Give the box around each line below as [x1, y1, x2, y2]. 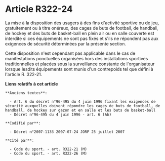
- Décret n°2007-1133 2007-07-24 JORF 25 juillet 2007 [9, 129, 125, 134]
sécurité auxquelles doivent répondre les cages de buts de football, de [5, 103, 161, 108]
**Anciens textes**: [5, 90, 48, 95]
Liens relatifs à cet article [5, 80, 58, 87]
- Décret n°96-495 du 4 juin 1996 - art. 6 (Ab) [9, 112, 112, 117]
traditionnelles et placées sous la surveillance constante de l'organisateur [5, 61, 155, 67]
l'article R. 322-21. [5, 71, 42, 77]
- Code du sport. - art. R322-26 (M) [9, 151, 87, 156]
